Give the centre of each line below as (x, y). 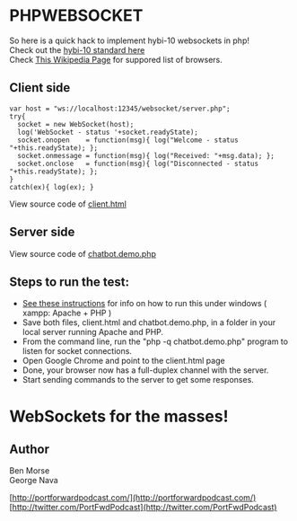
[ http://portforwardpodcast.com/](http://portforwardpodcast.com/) (133, 498)
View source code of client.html (68, 204)
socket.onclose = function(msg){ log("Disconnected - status (138, 163)
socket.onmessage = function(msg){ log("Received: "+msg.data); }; (146, 155)
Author (29, 449)
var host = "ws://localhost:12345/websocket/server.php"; (120, 109)
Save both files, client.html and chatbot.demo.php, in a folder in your (149, 322)
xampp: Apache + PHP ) (67, 313)
